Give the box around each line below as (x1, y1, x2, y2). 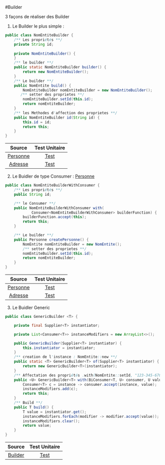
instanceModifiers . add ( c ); (23, 386, 78, 392)
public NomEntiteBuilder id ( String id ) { (14, 115, 100, 120)
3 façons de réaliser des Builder (5, 14, 70, 19)
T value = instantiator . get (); (23, 409, 87, 414)
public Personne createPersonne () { (14, 237, 89, 242)
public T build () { (14, 404, 54, 410)
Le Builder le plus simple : (12, 23, 65, 29)
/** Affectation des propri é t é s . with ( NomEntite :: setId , (14, 372, 133, 378)
